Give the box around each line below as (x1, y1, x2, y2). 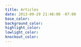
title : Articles (5, 7, 39, 12)
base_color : (5, 16, 30, 21)
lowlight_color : (5, 30, 39, 35)
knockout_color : (5, 35, 39, 40)
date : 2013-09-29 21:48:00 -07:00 (5, 12, 77, 17)
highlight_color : (5, 25, 41, 30)
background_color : (5, 21, 43, 26)
